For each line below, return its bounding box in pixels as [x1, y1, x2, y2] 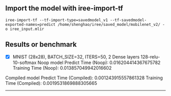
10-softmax [12, 59, 37, 66]
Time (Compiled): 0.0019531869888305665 [5, 80, 98, 86]
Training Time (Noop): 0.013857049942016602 [12, 65, 112, 71]
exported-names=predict [5, 22, 56, 27]
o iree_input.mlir [5, 26, 44, 31]
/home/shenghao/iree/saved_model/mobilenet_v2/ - [58, 22, 165, 27]
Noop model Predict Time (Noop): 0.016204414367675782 [37, 59, 161, 66]
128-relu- [140, 53, 160, 60]
